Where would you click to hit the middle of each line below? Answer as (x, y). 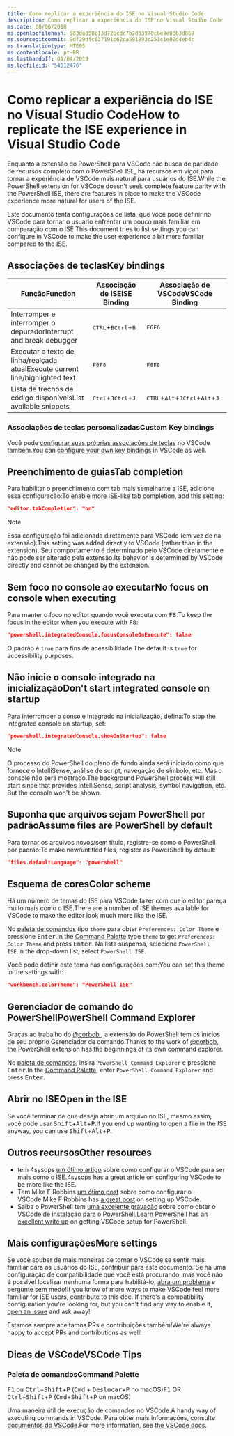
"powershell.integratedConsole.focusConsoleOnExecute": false (99, 635)
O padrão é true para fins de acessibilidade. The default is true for (102, 648)
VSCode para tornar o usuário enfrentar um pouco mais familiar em (104, 221)
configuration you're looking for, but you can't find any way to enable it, (110, 1304)
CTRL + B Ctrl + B (115, 327)
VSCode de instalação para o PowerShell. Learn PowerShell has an (112, 1214)
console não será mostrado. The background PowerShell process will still (111, 778)
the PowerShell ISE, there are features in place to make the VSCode (104, 193)
